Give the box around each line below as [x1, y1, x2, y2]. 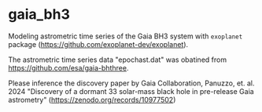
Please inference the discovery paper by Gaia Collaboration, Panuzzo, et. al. [8, 78, 255, 88]
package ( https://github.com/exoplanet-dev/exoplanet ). [8, 39, 189, 49]
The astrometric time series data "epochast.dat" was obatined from [8, 55, 227, 64]
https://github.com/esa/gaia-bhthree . [8, 63, 129, 72]
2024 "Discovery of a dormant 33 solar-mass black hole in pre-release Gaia [8, 86, 254, 96]
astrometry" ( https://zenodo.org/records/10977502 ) [8, 95, 176, 104]
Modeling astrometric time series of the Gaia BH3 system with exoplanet [8, 31, 243, 41]
